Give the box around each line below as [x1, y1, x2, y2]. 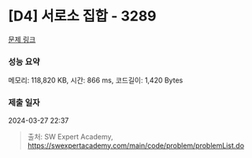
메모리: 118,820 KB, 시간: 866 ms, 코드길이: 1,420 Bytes [8, 75, 183, 85]
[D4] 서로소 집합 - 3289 [8, 7, 157, 25]
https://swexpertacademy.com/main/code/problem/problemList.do [27, 141, 245, 150]
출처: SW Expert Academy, [27, 131, 113, 141]
